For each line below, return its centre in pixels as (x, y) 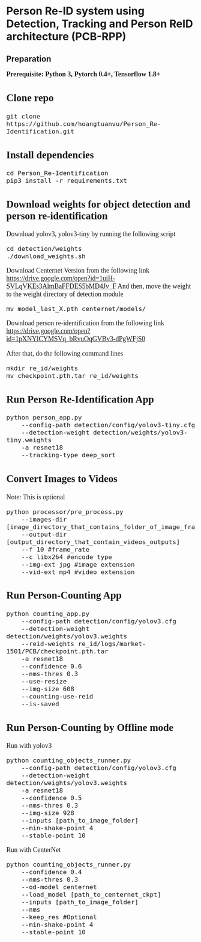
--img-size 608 (48, 689)
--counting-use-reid (57, 696)
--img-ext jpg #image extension (78, 564)
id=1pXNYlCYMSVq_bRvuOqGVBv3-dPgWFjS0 (76, 339)
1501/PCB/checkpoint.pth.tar (57, 651)
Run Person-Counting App (64, 596)
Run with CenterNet (34, 850)
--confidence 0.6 (52, 666)
